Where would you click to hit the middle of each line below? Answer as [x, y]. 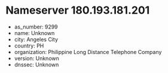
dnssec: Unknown [36, 64]
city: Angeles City [36, 39]
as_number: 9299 [36, 27]
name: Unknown [34, 33]
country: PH [29, 46]
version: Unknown [36, 58]
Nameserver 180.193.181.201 [78, 10]
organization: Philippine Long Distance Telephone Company [88, 52]
